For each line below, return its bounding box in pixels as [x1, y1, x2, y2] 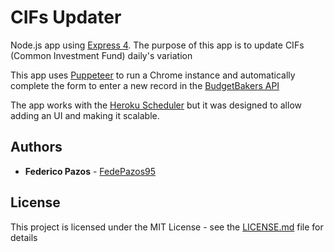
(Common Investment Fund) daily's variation [10, 49, 193, 61]
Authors [10, 139, 63, 156]
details [10, 231, 38, 243]
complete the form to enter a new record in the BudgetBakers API [10, 79, 280, 91]
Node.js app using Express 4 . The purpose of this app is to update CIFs [10, 39, 305, 51]
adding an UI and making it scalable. [10, 109, 160, 121]
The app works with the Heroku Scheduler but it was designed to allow [10, 99, 302, 111]
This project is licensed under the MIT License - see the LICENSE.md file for [10, 221, 324, 233]
